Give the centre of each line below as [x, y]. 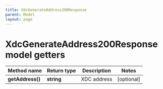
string [54, 79]
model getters [35, 55]
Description [97, 71]
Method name [25, 71]
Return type [61, 71]
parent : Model [20, 15]
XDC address [96, 79]
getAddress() [24, 79]
